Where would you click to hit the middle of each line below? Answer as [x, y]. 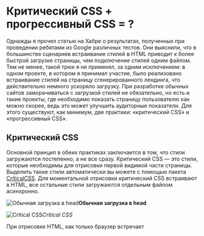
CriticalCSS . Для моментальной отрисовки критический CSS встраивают [102, 178]
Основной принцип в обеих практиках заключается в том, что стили [96, 152]
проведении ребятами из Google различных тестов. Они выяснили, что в [101, 47]
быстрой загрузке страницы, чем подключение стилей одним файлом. [99, 60]
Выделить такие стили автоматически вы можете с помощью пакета [97, 172]
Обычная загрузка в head [112, 203]
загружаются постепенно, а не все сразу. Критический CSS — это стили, [102, 159]
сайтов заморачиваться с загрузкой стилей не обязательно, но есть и [98, 92]
